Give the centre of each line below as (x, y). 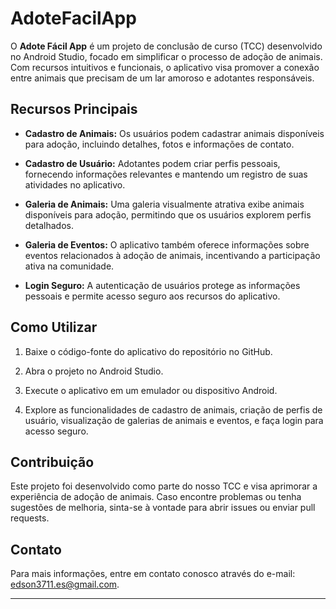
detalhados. (49, 225)
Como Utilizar (54, 327)
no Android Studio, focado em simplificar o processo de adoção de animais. (166, 56)
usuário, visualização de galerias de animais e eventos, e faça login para (174, 420)
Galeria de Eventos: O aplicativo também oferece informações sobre (167, 244)
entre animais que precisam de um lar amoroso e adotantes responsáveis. (162, 78)
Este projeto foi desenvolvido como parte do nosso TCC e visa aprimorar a (164, 486)
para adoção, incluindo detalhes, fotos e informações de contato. (159, 144)
